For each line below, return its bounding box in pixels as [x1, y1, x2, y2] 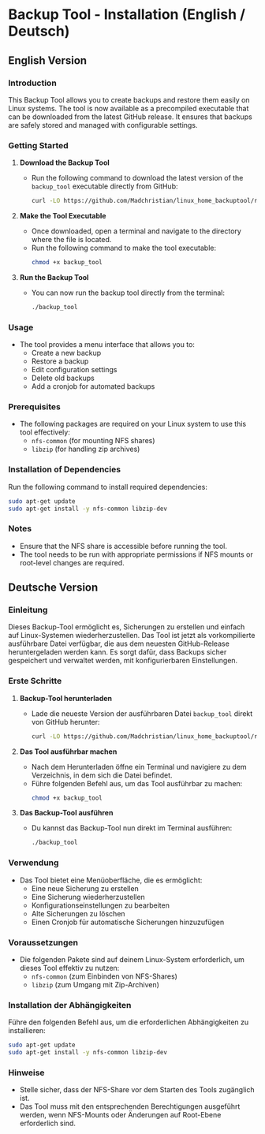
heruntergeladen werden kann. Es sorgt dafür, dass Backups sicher [8, 647, 227, 657]
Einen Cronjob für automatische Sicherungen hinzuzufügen [31, 917, 225, 927]
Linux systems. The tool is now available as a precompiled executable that [8, 103, 249, 113]
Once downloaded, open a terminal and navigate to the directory [31, 226, 242, 236]
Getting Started [8, 140, 69, 151]
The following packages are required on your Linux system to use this [19, 420, 247, 429]
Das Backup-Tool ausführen [19, 808, 114, 818]
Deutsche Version [8, 581, 99, 595]
